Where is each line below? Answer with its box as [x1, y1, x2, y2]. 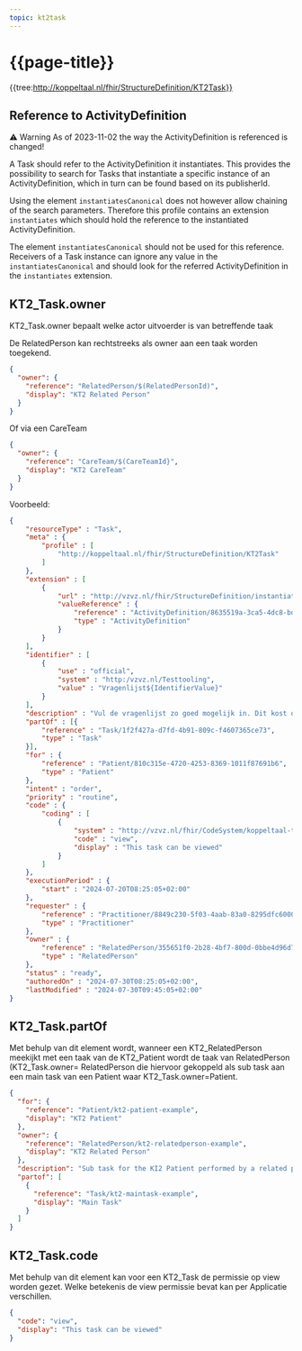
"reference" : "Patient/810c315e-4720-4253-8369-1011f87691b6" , [41, 759, 288, 769]
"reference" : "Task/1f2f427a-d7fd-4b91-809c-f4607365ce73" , [41, 726, 276, 735]
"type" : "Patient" [41, 767, 115, 776]
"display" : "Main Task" [32, 1198, 123, 1207]
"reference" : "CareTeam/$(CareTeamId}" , [25, 457, 179, 467]
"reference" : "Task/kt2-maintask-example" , [32, 1189, 200, 1199]
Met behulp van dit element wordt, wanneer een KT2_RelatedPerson [9, 1043, 262, 1054]
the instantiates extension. [9, 270, 112, 281]
